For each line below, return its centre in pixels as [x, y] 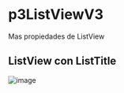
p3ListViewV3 [56, 15]
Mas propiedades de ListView [56, 36]
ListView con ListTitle [62, 61]
